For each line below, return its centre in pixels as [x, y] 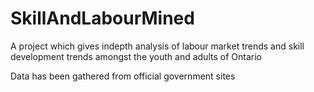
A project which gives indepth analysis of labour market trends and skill [157, 46]
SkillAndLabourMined [102, 18]
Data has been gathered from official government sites [123, 76]
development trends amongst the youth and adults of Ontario [136, 56]
